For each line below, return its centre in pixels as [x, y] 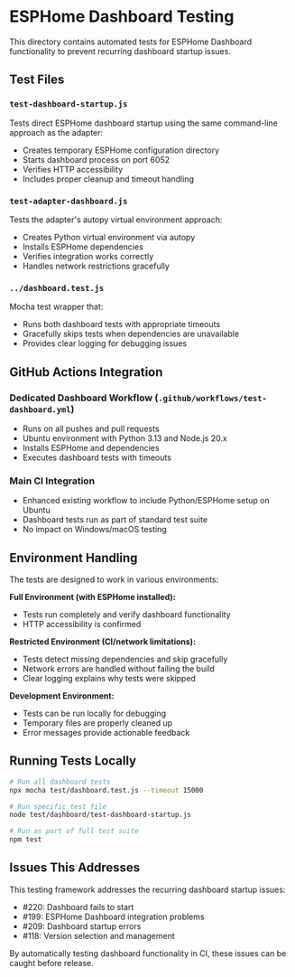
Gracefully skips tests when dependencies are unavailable [131, 334]
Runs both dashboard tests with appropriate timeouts [121, 324]
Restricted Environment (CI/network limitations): [103, 642]
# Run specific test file [58, 806]
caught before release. [52, 963]
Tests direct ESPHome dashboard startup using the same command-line [143, 123]
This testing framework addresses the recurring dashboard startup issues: [147, 889]
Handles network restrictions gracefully [96, 266]
